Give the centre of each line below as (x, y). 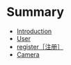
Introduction (34, 31)
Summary (35, 12)
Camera (28, 54)
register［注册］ (40, 46)
